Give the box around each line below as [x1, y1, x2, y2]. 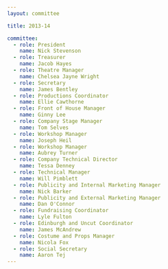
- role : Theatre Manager [13, 67, 84, 73]
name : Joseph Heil [19, 137, 72, 144]
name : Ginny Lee [19, 111, 67, 119]
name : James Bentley [19, 86, 78, 93]
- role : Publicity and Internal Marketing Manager [13, 181, 161, 189]
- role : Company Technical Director [13, 156, 118, 163]
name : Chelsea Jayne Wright [19, 73, 99, 80]
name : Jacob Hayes [19, 60, 72, 67]
